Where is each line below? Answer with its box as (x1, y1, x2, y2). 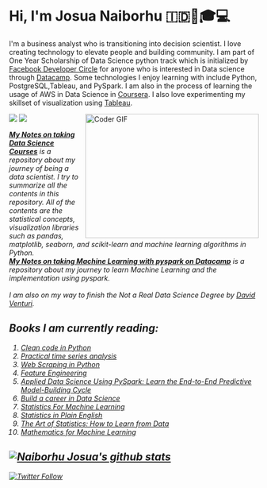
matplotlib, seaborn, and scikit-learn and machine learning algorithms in (9, 239, 246, 249)
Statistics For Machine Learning (20, 401, 125, 411)
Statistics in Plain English (20, 410, 103, 420)
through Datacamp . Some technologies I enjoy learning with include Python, (9, 72, 257, 82)
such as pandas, (9, 230, 64, 240)
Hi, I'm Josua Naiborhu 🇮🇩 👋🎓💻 (9, 7, 231, 25)
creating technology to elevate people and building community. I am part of (9, 47, 255, 56)
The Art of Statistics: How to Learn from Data (20, 419, 170, 428)
